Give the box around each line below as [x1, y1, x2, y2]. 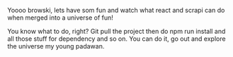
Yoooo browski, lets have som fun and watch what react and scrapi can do [7, 6, 225, 14]
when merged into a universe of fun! [7, 13, 113, 22]
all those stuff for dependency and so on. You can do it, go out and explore [7, 34, 226, 43]
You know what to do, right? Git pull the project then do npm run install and [7, 27, 226, 35]
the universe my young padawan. [7, 42, 105, 50]
